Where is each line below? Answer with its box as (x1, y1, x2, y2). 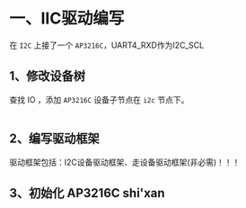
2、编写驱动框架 (9, 131, 101, 147)
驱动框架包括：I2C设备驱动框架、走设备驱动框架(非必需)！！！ (9, 157, 241, 167)
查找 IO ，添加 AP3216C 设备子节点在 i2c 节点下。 (9, 94, 189, 104)
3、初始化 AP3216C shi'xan (9, 185, 165, 201)
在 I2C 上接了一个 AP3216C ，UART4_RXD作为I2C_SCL (9, 40, 205, 50)
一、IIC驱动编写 (9, 8, 125, 29)
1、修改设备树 (9, 68, 86, 84)
